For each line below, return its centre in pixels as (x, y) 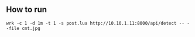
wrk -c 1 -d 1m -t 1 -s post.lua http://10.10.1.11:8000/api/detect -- (95, 23)
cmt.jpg (31, 28)
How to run (27, 10)
